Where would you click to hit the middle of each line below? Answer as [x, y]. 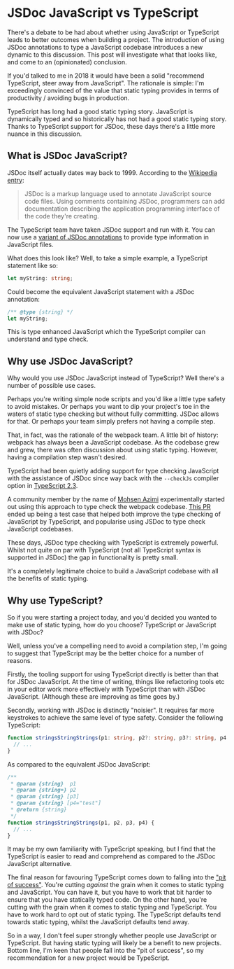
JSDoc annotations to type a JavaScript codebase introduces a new [105, 47]
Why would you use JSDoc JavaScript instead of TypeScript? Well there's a [116, 378]
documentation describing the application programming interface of [122, 209]
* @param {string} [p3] [45, 797]
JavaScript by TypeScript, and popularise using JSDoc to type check [107, 522]
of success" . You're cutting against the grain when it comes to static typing [116, 885]
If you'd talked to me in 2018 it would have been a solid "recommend [106, 76]
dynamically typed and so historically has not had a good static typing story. [117, 119]
